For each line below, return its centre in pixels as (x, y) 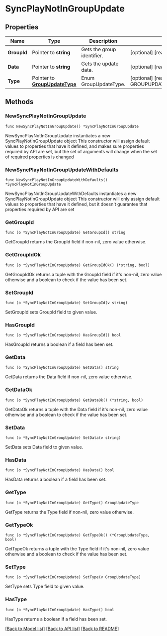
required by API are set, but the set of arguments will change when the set (81, 151)
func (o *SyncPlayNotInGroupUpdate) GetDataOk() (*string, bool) (74, 400)
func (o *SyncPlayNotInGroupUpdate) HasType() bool (60, 610)
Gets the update (100, 64)
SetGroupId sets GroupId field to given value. (51, 312)
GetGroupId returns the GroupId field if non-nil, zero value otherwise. (76, 242)
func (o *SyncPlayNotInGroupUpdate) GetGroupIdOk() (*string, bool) (78, 265)
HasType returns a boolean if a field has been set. (56, 619)
